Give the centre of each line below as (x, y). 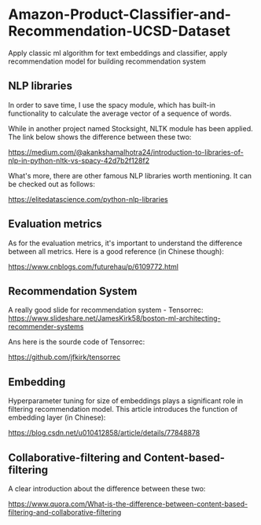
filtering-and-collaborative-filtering (65, 512)
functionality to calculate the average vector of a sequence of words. (120, 113)
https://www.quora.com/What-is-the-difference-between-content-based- (128, 504)
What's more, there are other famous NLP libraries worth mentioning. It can (130, 175)
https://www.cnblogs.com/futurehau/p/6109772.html (94, 266)
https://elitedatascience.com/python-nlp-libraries (88, 199)
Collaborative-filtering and (75, 457)
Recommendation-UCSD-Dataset (119, 31)
